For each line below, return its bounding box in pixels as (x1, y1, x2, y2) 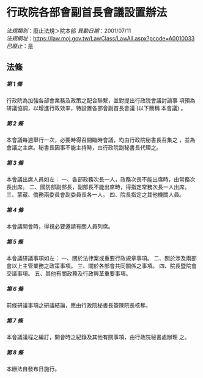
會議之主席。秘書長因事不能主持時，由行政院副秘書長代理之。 (6, 144, 162, 151)
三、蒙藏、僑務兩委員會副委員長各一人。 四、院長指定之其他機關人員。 (6, 191, 185, 198)
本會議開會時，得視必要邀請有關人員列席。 (6, 223, 114, 230)
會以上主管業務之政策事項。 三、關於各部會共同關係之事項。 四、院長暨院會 (6, 262, 197, 270)
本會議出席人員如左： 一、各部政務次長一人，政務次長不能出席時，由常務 (6, 176, 190, 183)
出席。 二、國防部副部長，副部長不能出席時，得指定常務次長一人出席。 (11, 183, 190, 191)
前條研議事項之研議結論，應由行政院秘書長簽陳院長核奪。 (6, 301, 151, 309)
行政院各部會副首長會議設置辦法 (6, 6, 168, 20)
